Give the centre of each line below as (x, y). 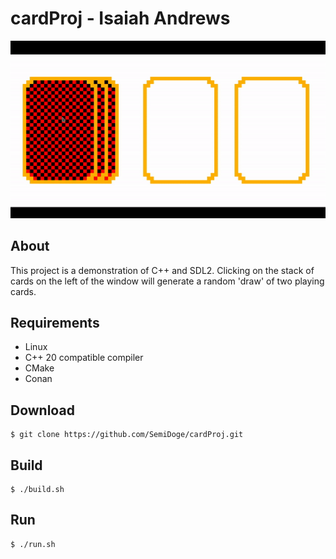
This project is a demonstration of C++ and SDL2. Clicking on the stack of (162, 270)
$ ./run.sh (33, 544)
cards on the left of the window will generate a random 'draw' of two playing (167, 281)
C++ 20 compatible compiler (84, 358)
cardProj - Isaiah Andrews (120, 18)
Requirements (55, 323)
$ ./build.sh (37, 490)
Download (42, 410)
